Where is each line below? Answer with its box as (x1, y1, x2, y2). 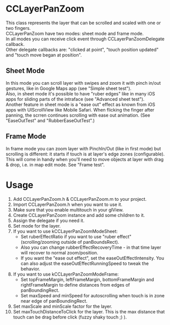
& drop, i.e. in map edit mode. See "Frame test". (6, 161, 105, 168)
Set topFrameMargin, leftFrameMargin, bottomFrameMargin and (20, 276, 154, 283)
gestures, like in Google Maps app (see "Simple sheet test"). (6, 85, 132, 91)
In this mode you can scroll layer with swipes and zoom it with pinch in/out (6, 80, 161, 86)
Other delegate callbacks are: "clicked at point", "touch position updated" (6, 46, 159, 52)
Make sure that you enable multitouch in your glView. (13, 206, 124, 212)
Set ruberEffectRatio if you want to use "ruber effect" (20, 233, 132, 240)
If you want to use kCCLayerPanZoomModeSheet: (13, 228, 118, 234)
